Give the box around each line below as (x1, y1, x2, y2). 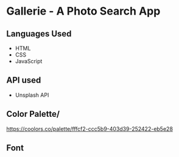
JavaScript (15, 58, 43, 65)
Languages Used (6, 29, 72, 39)
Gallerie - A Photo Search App (6, 4, 161, 18)
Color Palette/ (6, 109, 60, 119)
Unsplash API (15, 91, 49, 99)
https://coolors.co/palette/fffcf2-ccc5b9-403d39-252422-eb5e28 (6, 125, 174, 132)
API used (6, 75, 41, 86)
